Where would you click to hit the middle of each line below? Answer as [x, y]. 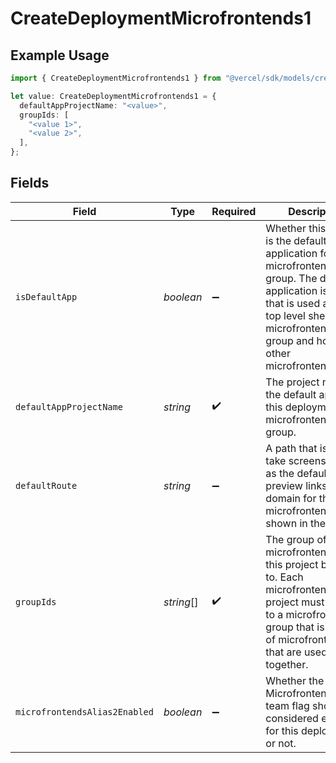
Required [234, 211]
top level [285, 315]
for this [282, 730]
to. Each [284, 577]
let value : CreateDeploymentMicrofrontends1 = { [113, 96]
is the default [296, 240]
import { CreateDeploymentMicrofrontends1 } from [116, 78]
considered [292, 718]
